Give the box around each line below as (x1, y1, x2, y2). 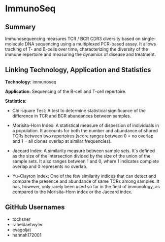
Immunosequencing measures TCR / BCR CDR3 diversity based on (5, 36, 141, 41)
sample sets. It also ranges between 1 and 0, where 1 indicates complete (12, 158, 159, 164)
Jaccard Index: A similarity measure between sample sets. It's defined (12, 148, 155, 154)
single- (141, 36, 156, 41)
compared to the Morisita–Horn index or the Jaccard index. (12, 189, 132, 195)
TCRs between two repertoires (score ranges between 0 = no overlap (12, 133, 154, 139)
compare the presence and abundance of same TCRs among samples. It (12, 178, 160, 184)
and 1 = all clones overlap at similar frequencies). (12, 138, 112, 144)
